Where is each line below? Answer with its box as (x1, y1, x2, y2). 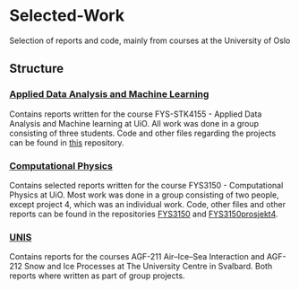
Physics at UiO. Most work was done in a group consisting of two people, (9, 189, 279, 200)
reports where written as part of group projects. (9, 270, 185, 281)
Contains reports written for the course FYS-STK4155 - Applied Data (9, 109, 262, 119)
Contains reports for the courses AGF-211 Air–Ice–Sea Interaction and (9, 251, 266, 262)
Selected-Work (9, 5, 125, 26)
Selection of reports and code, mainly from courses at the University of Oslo (9, 35, 291, 46)
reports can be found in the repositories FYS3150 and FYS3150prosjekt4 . (9, 208, 278, 219)
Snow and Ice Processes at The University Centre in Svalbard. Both (23, 261, 273, 272)
